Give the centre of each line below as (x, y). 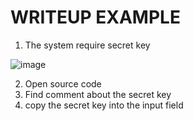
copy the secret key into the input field (104, 105)
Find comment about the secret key (98, 94)
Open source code (63, 83)
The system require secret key (87, 45)
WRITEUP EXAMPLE (95, 17)
